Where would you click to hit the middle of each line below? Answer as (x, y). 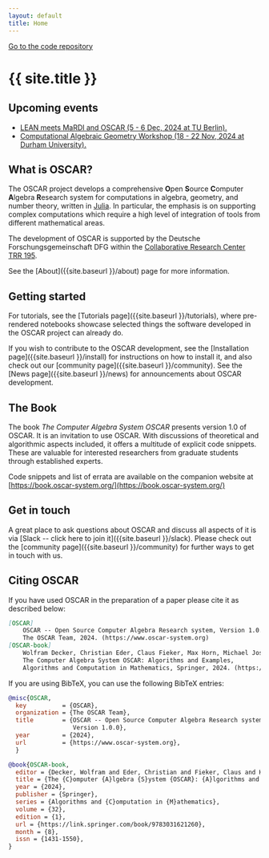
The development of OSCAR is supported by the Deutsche (104, 238)
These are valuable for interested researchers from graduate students (123, 452)
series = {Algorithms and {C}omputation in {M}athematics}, (118, 802)
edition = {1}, (41, 817)
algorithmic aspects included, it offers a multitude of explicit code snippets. (132, 444)
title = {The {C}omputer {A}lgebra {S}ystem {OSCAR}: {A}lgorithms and (138, 779)
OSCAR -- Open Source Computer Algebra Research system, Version (134, 631)
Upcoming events (53, 108)
